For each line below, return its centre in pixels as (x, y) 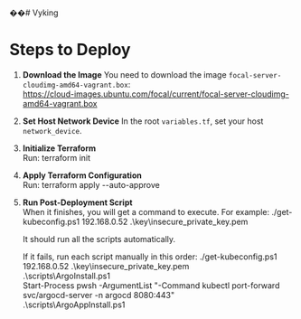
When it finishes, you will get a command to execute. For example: (146, 211)
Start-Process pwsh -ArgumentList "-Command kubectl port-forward (151, 285)
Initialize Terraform (59, 148)
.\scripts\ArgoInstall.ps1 (66, 276)
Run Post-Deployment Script (77, 202)
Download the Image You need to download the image (125, 74)
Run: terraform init (56, 157)
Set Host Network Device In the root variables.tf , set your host (143, 121)
